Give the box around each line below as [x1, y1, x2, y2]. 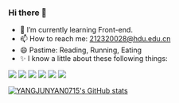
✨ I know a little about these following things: [19, 54, 169, 63]
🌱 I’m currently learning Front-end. [19, 25, 134, 35]
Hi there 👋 [8, 7, 48, 18]
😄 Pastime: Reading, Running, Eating [19, 45, 142, 55]
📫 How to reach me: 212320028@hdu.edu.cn [19, 34, 171, 44]
